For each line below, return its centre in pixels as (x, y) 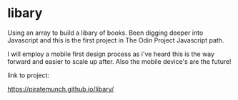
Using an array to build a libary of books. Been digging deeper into (105, 33)
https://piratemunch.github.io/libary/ (61, 89)
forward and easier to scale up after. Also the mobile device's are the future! (119, 61)
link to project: (29, 75)
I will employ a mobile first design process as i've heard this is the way (111, 54)
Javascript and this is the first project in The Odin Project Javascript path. (116, 40)
